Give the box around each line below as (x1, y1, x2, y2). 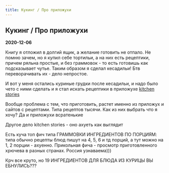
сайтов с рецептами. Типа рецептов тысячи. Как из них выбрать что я (5, 107, 157, 113)
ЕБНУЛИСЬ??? (5, 163, 37, 169)
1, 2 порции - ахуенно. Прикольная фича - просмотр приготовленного (5, 142, 157, 148)
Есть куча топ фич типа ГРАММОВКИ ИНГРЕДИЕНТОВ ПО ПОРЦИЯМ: (5, 132, 157, 138)
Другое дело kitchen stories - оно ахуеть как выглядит (5, 122, 123, 128)
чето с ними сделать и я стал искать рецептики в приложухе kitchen (5, 86, 155, 92)
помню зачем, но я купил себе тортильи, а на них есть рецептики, (5, 55, 150, 61)
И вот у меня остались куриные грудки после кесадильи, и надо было (5, 80, 158, 87)
